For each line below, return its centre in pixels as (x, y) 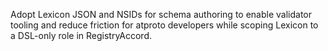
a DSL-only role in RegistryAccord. (81, 35)
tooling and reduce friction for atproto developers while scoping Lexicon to (164, 25)
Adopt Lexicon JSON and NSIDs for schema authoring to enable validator (161, 14)
